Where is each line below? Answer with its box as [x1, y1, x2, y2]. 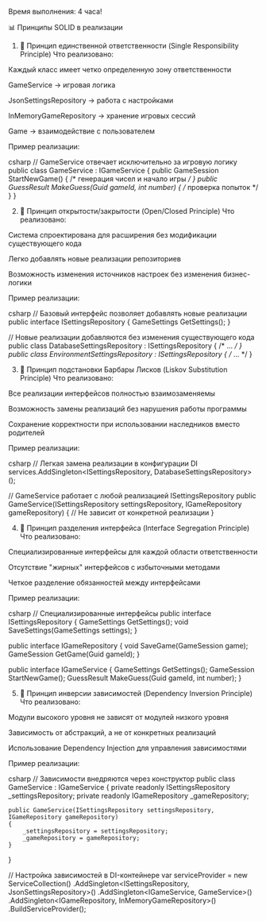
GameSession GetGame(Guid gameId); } [8, 649, 141, 659]
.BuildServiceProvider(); [8, 904, 87, 913]
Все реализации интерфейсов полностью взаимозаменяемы [8, 389, 216, 398]
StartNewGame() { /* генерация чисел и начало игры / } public [8, 174, 218, 184]
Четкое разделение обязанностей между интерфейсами [8, 578, 201, 587]
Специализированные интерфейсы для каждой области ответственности [8, 548, 258, 556]
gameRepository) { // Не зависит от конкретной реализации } [8, 508, 214, 517]
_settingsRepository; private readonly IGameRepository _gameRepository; [8, 791, 249, 800]
